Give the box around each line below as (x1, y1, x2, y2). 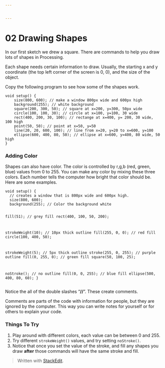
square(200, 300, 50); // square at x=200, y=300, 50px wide (14, 106, 142, 111)
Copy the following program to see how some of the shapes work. (5, 83, 140, 89)
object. (5, 74, 20, 80)
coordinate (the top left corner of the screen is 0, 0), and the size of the (5, 69, 151, 75)
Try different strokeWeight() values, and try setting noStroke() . (12, 337, 141, 343)
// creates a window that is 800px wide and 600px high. (9, 193, 129, 198)
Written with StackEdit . (17, 358, 64, 364)
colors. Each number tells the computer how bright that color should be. (5, 174, 152, 180)
